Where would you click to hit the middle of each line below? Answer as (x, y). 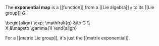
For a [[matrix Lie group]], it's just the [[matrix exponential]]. (68, 38)
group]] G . (16, 13)
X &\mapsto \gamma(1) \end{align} (41, 28)
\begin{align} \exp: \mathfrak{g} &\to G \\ (48, 23)
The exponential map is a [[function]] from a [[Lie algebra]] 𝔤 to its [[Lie (80, 7)
